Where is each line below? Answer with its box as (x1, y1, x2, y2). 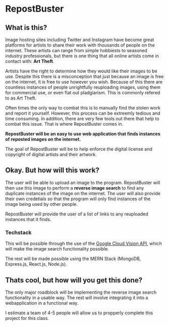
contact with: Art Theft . (5, 58, 54, 64)
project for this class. (5, 315, 49, 321)
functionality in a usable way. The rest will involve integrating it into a (5, 295, 148, 301)
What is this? (5, 23, 47, 32)
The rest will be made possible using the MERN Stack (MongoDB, (5, 256, 141, 262)
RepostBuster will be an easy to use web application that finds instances (5, 131, 160, 137)
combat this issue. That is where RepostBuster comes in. (5, 121, 124, 127)
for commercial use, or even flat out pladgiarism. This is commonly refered (5, 90, 160, 95)
